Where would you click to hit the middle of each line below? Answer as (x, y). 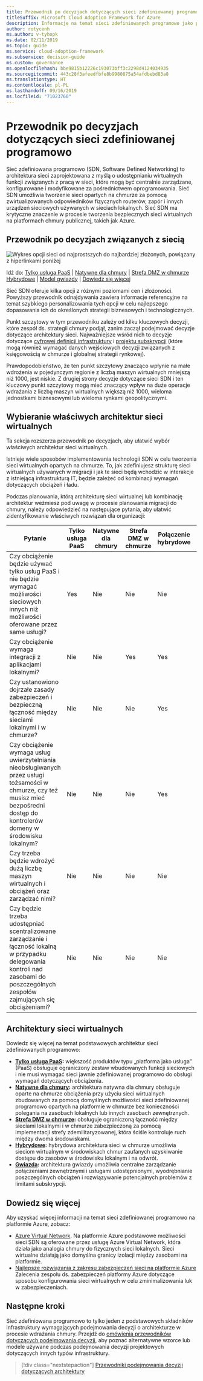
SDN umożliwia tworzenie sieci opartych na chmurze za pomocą (87, 195)
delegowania (27, 961)
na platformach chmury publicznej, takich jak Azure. (71, 220)
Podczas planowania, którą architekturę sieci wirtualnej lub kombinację (95, 497)
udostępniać (27, 924)
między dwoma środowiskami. (53, 1139)
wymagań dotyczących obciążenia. (59, 1081)
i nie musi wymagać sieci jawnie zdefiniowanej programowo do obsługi (103, 1074)
